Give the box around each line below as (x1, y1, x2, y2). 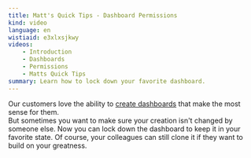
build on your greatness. (8, 141, 87, 150)
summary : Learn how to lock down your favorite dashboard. (8, 77, 206, 85)
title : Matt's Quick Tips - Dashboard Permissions (8, 11, 178, 20)
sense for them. (8, 107, 60, 116)
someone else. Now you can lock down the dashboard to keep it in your (8, 123, 241, 134)
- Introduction (22, 48, 72, 56)
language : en (8, 26, 51, 34)
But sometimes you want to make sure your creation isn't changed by (8, 116, 234, 125)
